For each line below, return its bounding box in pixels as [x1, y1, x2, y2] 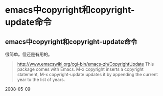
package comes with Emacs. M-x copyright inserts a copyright [17, 66, 144, 72]
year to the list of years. [17, 77, 65, 82]
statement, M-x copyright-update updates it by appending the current [17, 72, 158, 77]
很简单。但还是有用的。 [5, 52, 52, 57]
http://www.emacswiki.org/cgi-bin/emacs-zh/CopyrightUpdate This [17, 61, 154, 67]
